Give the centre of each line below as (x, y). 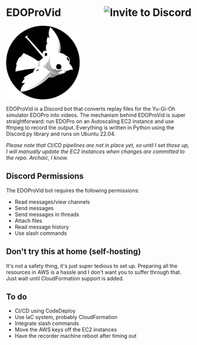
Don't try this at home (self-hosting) (74, 252)
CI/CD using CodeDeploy (45, 311)
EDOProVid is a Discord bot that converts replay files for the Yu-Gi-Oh (91, 108)
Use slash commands (41, 233)
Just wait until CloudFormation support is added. (65, 278)
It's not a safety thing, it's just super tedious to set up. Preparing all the (92, 266)
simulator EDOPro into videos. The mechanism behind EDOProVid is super (96, 115)
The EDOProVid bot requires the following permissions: (73, 190)
